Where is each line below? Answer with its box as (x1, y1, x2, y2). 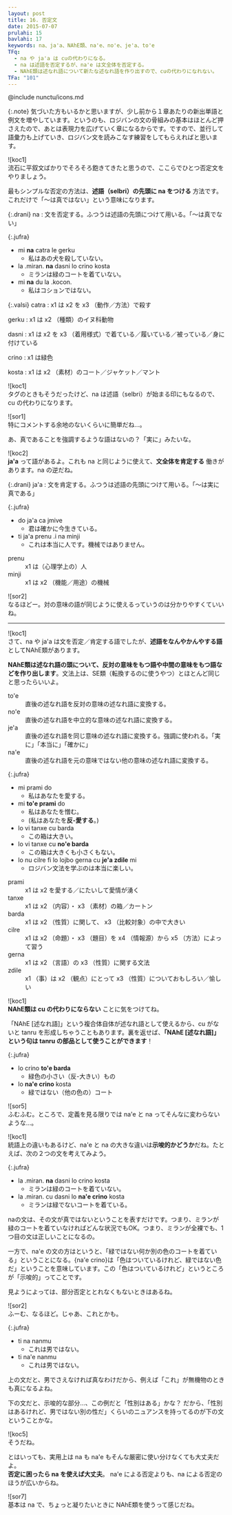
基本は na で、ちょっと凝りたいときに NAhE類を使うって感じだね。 (8, 1501, 198, 1509)
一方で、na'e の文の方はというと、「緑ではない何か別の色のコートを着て (8, 1247, 212, 1256)
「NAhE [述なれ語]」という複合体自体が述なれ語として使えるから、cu (8, 1020, 206, 1028)
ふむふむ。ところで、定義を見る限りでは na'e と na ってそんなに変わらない (8, 1110, 220, 1118)
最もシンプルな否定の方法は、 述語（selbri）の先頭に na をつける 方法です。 (8, 187, 222, 195)
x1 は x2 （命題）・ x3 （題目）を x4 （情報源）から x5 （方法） (25, 934, 204, 942)
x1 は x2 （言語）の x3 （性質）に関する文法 (25, 959, 150, 967)
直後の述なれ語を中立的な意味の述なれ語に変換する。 (25, 716, 176, 724)
